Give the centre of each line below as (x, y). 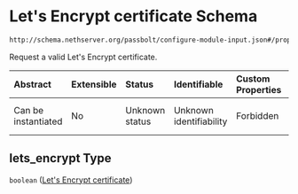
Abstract (32, 84)
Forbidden (258, 115)
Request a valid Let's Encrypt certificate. (83, 57)
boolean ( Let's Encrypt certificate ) (71, 180)
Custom (253, 79)
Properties (259, 89)
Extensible (94, 84)
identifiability (200, 121)
